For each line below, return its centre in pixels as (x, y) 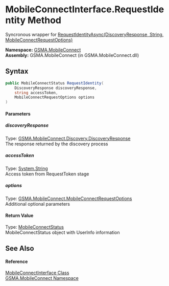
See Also (20, 248)
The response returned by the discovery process (57, 144)
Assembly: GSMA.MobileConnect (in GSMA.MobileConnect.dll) (72, 55)
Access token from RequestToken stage (47, 174)
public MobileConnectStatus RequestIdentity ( (54, 83)
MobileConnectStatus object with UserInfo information (63, 232)
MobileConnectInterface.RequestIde (85, 9)
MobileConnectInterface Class (37, 273)
